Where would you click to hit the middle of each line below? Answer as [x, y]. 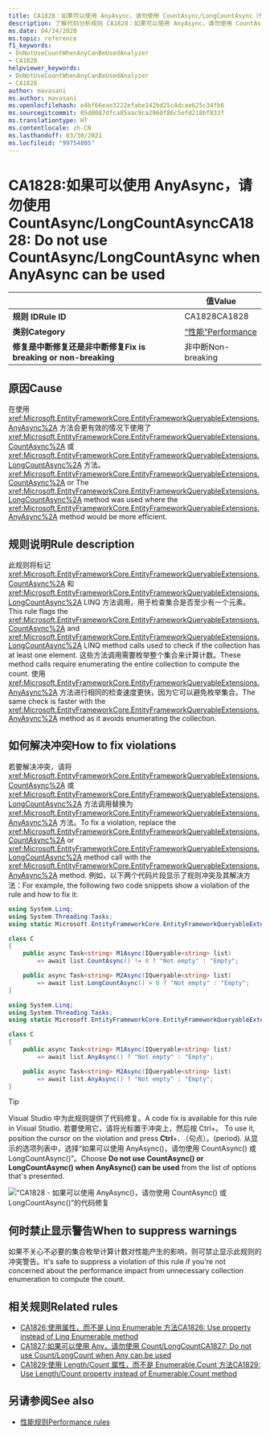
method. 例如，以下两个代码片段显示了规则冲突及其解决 [151, 875]
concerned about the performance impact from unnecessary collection [126, 1271]
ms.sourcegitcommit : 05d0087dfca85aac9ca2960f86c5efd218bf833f [117, 113]
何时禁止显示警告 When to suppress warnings [123, 1231]
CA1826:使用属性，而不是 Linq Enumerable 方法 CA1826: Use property [135, 1327]
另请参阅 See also [51, 1401]
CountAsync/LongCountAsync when [135, 257]
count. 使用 [27, 674]
